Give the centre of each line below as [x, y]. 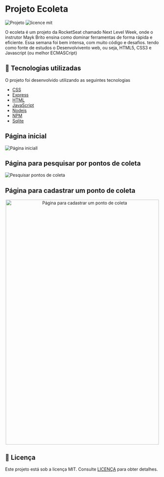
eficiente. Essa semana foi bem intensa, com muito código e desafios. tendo [82, 42]
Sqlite [18, 120]
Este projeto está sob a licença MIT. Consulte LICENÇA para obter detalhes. [82, 469]
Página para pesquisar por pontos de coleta [73, 163]
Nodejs [19, 110]
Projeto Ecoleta [37, 9]
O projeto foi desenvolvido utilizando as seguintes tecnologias [68, 80]
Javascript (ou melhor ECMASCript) [41, 53]
